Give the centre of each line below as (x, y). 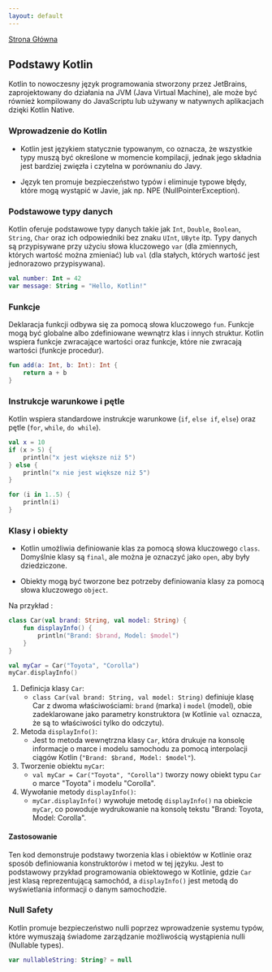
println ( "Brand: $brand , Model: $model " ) (109, 635)
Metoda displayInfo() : (58, 732)
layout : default (36, 16)
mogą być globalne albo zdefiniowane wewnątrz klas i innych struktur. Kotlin (136, 333)
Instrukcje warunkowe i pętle (67, 401)
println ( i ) (41, 503)
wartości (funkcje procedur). (56, 351)
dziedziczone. (43, 566)
